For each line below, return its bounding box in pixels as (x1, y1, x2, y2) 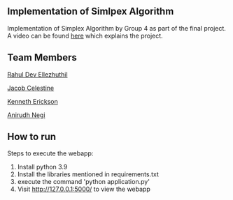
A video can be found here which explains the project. (7, 31, 163, 40)
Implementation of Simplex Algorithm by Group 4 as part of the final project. (7, 24, 226, 32)
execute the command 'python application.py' (17, 178, 150, 186)
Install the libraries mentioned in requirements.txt (17, 170, 160, 178)
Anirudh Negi (7, 111, 45, 119)
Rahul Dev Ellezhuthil (7, 70, 68, 79)
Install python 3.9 (17, 163, 68, 171)
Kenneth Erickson (7, 97, 58, 105)
